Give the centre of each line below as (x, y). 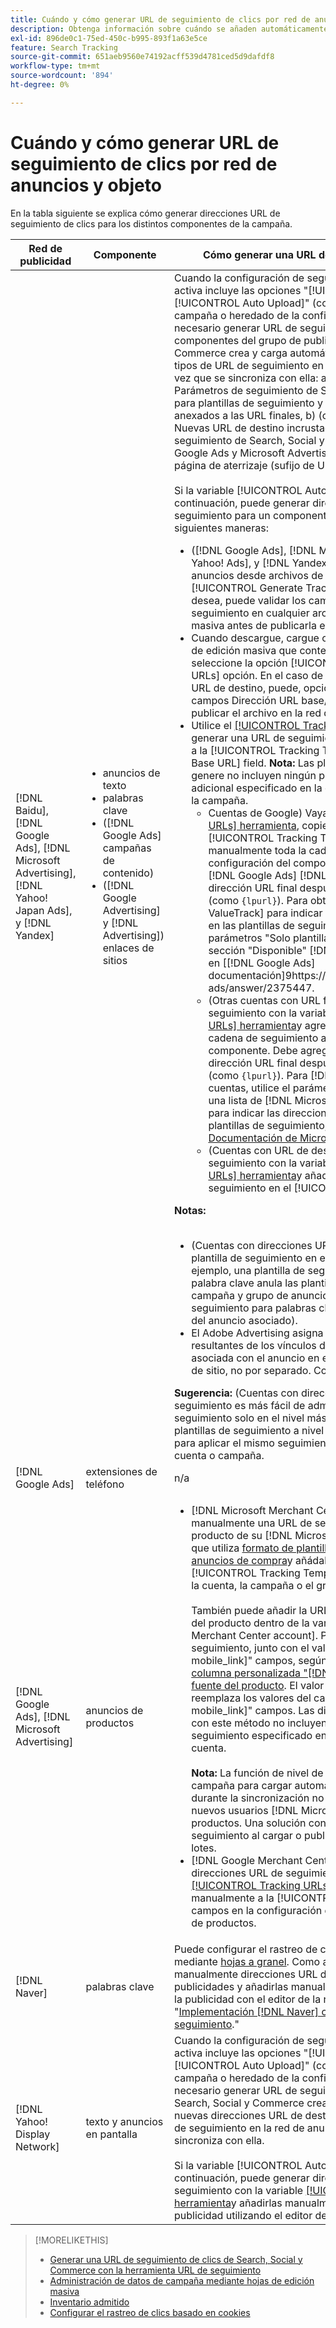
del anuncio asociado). (244, 1320)
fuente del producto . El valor (258, 1685)
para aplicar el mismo (224, 1443)
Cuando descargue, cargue (255, 638)
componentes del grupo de (238, 340)
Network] (37, 2146)
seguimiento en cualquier (250, 613)
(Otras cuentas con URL (265, 1000)
